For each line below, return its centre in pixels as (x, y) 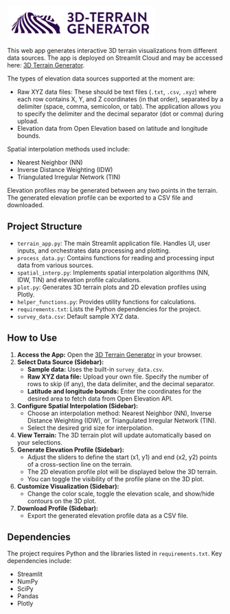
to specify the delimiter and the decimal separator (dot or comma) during (120, 114)
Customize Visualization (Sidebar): (68, 486)
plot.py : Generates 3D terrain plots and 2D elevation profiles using (112, 287)
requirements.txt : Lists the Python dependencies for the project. (109, 309)
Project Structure (45, 227)
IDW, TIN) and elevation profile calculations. (79, 279)
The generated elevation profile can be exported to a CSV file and (100, 198)
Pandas (28, 596)
